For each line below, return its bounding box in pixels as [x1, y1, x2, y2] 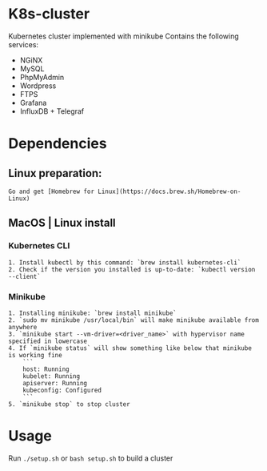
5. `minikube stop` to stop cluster [8, 400, 130, 409]
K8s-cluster [8, 5, 90, 23]
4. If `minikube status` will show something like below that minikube [8, 344, 252, 352]
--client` [8, 272, 42, 280]
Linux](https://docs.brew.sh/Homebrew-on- [97, 187, 241, 195]
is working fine [8, 351, 62, 359]
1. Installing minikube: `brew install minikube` [8, 309, 177, 317]
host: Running [22, 365, 70, 373]
